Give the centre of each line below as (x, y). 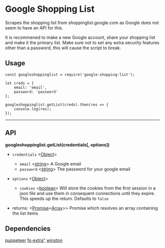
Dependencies (28, 229)
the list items (25, 213)
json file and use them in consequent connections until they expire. (87, 193)
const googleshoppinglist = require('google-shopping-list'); (70, 75)
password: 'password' (36, 92)
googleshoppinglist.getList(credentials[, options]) (57, 145)
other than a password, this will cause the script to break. (63, 48)
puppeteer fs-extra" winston (34, 240)
